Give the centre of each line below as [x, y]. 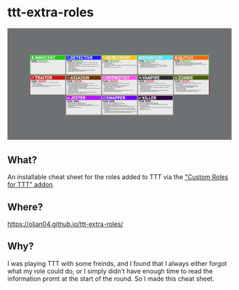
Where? [25, 207]
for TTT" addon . [31, 185]
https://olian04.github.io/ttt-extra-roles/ [65, 224]
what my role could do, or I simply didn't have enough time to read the [110, 271]
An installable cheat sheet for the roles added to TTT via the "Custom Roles [118, 177]
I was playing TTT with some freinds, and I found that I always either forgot [117, 263]
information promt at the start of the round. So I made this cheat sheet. [111, 279]
